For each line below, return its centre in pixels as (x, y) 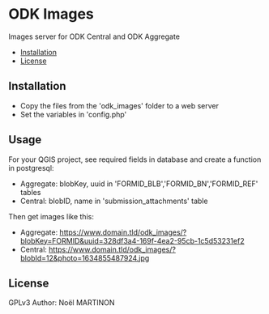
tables (30, 192)
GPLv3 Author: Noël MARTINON (62, 303)
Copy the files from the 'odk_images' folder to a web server (120, 105)
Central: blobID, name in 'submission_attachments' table (114, 201)
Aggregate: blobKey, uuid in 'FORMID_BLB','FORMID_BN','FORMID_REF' (139, 184)
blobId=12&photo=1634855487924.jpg (85, 258)
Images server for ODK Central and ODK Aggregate (94, 36)
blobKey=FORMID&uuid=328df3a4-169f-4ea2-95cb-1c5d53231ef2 (132, 240)
